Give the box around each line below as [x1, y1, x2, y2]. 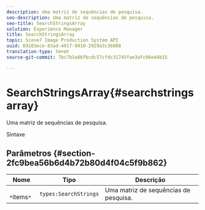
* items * [9, 193, 32, 201]
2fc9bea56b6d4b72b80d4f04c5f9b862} [6, 158, 168, 168]
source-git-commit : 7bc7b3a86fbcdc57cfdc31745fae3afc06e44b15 [6, 54, 168, 60]
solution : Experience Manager [6, 26, 84, 32]
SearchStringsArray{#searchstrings [6, 86, 194, 99]
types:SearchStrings [39, 191, 99, 198]
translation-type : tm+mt [6, 49, 70, 55]
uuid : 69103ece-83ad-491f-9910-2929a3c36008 [6, 43, 121, 49]
